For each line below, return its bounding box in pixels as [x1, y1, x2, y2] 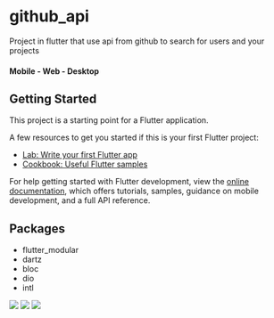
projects [9, 45, 40, 55]
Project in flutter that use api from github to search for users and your [9, 36, 265, 46]
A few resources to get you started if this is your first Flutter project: [9, 132, 259, 143]
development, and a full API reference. [9, 195, 151, 206]
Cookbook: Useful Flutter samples [21, 159, 148, 170]
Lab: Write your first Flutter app [21, 150, 138, 160]
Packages [9, 221, 65, 236]
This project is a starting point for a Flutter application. [9, 115, 209, 126]
